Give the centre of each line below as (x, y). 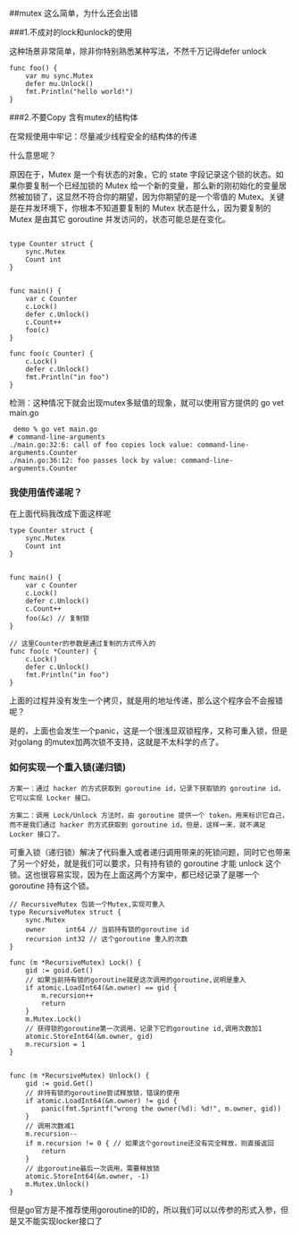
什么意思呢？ (33, 155)
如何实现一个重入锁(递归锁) (68, 768)
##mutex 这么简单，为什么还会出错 (74, 13)
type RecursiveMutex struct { (66, 912)
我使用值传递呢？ (46, 493)
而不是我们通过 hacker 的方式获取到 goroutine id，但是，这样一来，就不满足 (137, 825)
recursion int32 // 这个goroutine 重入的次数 (107, 939)
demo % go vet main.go (55, 429)
